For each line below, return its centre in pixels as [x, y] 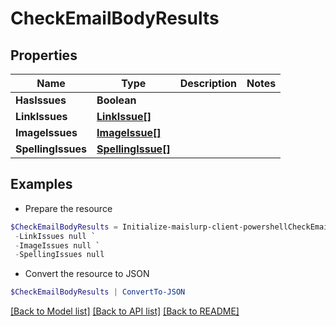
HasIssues [41, 100]
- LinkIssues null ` [55, 236]
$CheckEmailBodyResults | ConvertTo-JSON [98, 292]
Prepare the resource [68, 208]
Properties [44, 55]
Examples [41, 184]
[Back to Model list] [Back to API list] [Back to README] [125, 311]
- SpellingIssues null [59, 255]
